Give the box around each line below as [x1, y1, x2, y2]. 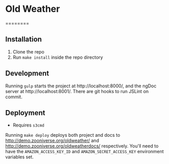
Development [5, 69, 50, 78]
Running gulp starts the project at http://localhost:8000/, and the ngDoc [5, 83, 157, 89]
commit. [5, 94, 23, 100]
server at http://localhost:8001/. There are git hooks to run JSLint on [5, 88, 149, 94]
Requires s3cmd [12, 122, 45, 129]
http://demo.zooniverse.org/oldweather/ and [5, 137, 99, 144]
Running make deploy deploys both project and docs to [5, 132, 120, 138]
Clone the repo [12, 48, 45, 54]
